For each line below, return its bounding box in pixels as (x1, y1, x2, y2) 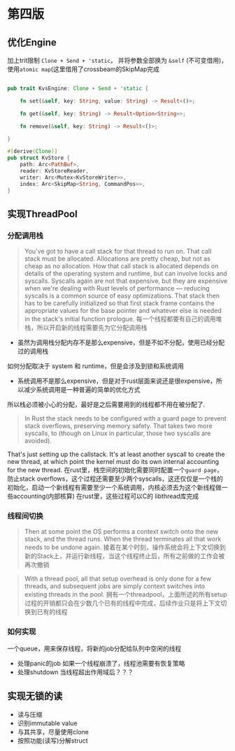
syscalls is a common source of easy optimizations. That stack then (24, 291, 220, 300)
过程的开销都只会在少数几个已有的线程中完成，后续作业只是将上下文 (24, 599, 221, 608)
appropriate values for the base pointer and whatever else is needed (24, 307, 222, 315)
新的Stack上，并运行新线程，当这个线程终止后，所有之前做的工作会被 (24, 552, 225, 560)
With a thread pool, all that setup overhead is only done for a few (24, 574, 212, 583)
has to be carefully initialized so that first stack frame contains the (24, 299, 215, 307)
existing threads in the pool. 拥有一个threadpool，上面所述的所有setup (24, 590, 227, 599)
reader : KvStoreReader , (20, 168, 90, 175)
